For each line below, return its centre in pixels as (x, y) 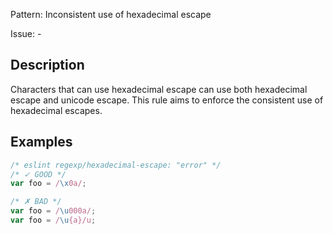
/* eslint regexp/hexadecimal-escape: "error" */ (116, 165)
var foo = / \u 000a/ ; (53, 211)
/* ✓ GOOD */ (38, 174)
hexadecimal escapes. (56, 110)
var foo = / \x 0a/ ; (48, 184)
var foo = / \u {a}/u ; (53, 220)
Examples (41, 142)
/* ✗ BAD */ (36, 202)
